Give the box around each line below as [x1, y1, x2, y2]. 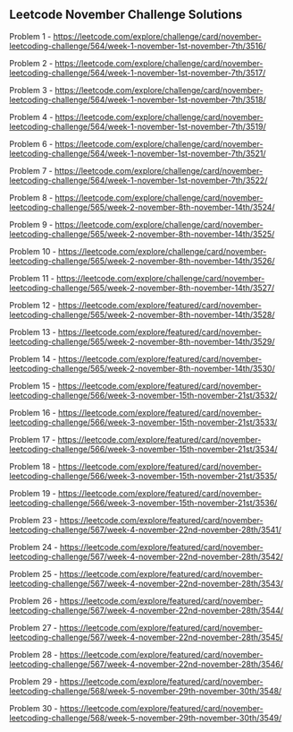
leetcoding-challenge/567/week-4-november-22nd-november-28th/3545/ [9, 632, 283, 642]
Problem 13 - [9, 326, 56, 337]
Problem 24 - [9, 541, 58, 552]
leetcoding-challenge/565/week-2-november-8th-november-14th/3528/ [9, 309, 275, 320]
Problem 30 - [9, 702, 58, 713]
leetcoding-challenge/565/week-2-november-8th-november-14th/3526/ [9, 255, 275, 266]
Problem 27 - [9, 622, 58, 633]
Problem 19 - [9, 487, 56, 498]
